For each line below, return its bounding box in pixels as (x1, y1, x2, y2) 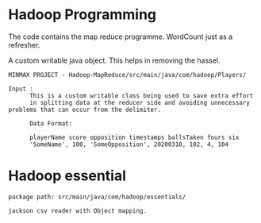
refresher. (8, 40, 40, 49)
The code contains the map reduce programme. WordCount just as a (8, 32, 233, 41)
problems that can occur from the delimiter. (8, 106, 161, 113)
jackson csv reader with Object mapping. (8, 206, 148, 215)
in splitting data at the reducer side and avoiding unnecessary (29, 98, 250, 106)
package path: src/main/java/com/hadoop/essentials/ (8, 193, 186, 201)
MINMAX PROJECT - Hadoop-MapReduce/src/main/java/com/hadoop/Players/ (8, 71, 247, 79)
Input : (8, 85, 34, 93)
